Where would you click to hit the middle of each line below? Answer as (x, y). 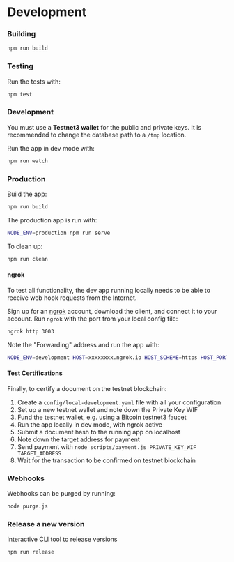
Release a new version (46, 524)
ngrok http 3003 (31, 331)
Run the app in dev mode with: (51, 148)
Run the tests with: (34, 82)
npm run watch (28, 161)
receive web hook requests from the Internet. (72, 298)
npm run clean (28, 259)
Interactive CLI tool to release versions (62, 539)
